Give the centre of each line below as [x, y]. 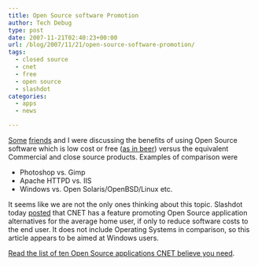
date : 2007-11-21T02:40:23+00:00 [63, 37]
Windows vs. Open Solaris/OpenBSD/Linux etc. [96, 189]
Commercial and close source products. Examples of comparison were [123, 157]
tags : [17, 52]
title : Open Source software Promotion [74, 15]
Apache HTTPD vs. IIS [55, 181]
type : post [26, 30]
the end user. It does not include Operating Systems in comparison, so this [129, 229]
